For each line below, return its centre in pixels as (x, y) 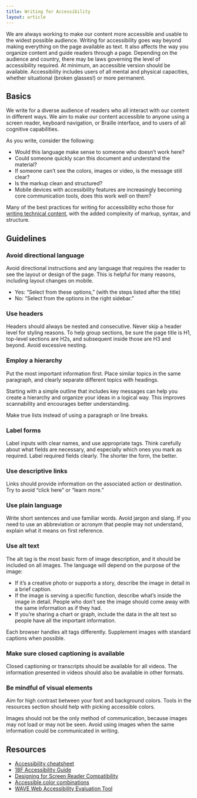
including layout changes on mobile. (50, 280)
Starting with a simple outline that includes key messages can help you (92, 391)
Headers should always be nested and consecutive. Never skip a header (94, 326)
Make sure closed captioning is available (65, 653)
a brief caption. (33, 589)
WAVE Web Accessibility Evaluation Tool (64, 789)
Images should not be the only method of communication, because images (97, 718)
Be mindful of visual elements (49, 688)
